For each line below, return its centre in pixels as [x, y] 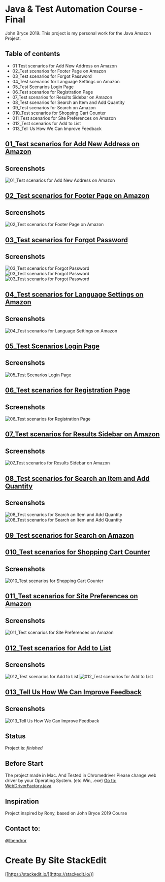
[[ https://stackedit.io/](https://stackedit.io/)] [49, 874]
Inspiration [22, 801]
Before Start [24, 764]
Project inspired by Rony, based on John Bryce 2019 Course [66, 813]
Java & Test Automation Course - [74, 9]
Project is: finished [24, 748]
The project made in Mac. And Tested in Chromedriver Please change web [81, 775]
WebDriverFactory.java [28, 786]
